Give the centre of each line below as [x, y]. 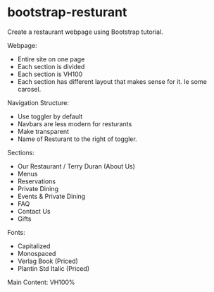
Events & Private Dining [51, 196]
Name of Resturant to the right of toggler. [77, 139]
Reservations [37, 181]
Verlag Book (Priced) [48, 261]
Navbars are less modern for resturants [75, 123]
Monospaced [37, 253]
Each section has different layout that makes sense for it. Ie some [112, 81]
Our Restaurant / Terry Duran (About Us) [76, 166]
